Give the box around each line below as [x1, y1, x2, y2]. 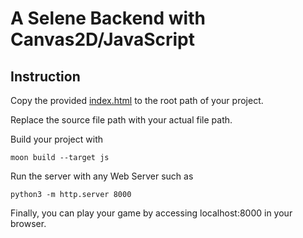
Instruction [10, 68, 81, 85]
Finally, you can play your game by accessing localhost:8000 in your [10, 207, 293, 219]
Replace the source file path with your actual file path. [10, 114, 233, 126]
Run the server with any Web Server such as [10, 170, 194, 182]
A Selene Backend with [10, 7, 206, 30]
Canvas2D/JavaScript [10, 28, 195, 51]
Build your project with [10, 133, 103, 145]
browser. [10, 218, 47, 229]
